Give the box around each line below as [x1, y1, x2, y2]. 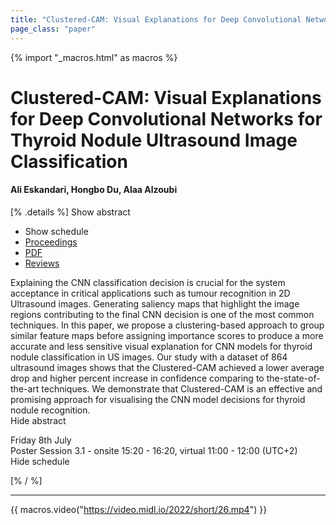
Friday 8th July [10, 434, 72, 446]
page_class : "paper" [10, 24, 97, 34]
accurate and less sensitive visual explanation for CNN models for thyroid [10, 340, 313, 352]
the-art [10, 382, 40, 395]
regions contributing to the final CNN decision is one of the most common [10, 308, 315, 320]
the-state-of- [266, 372, 321, 384]
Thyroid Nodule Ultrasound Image [10, 129, 298, 151]
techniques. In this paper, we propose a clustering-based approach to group [10, 319, 325, 331]
